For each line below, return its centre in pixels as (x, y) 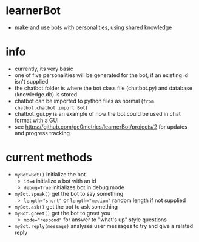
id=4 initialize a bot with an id (60, 181)
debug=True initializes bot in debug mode (74, 187)
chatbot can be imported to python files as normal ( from (84, 101)
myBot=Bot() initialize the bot (50, 174)
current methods (49, 158)
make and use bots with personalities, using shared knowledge (93, 27)
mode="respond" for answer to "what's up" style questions (95, 220)
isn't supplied (31, 81)
